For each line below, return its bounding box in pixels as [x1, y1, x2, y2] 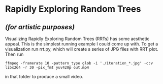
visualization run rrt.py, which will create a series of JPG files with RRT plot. [5, 46, 159, 52]
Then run [5, 51, 24, 57]
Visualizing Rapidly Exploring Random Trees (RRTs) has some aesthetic [5, 36, 150, 42]
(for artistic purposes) [5, 23, 75, 31]
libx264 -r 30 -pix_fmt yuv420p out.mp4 [5, 65, 90, 70]
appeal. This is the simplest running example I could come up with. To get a [5, 41, 159, 47]
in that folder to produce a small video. [5, 74, 84, 79]
